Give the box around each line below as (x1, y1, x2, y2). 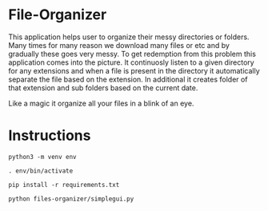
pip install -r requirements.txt (8, 181, 120, 189)
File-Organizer (8, 6, 107, 24)
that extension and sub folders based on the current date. (8, 82, 198, 93)
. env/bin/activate (8, 166, 74, 175)
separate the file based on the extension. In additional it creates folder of (8, 74, 248, 84)
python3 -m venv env (8, 153, 78, 161)
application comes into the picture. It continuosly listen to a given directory (8, 58, 254, 67)
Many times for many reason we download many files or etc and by (8, 40, 230, 50)
